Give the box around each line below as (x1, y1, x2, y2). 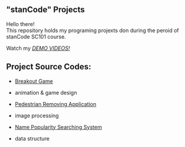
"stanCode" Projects (6, 5, 85, 15)
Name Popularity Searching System (14, 123, 102, 130)
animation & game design (14, 89, 77, 96)
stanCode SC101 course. (6, 33, 67, 40)
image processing (14, 112, 59, 119)
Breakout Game (14, 77, 54, 85)
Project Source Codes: (6, 62, 92, 72)
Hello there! (6, 20, 35, 27)
